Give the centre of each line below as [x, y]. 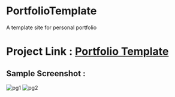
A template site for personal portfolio [52, 27]
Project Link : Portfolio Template [87, 51]
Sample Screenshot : [46, 73]
